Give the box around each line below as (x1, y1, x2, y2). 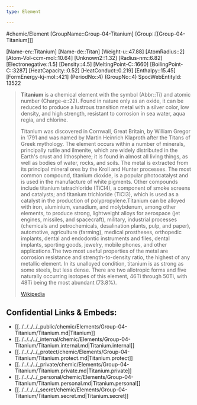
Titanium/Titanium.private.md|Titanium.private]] (14, 367, 132, 374)
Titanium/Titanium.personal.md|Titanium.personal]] (14, 380, 141, 387)
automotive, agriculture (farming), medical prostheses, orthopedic (20, 228, 182, 235)
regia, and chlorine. (20, 116, 68, 123)
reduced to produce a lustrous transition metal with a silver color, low (20, 103, 189, 110)
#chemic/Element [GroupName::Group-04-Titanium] (6, 30, 134, 37)
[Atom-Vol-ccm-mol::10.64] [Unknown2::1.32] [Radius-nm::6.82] (6, 54, 163, 61)
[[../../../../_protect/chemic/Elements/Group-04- (14, 348, 130, 356)
